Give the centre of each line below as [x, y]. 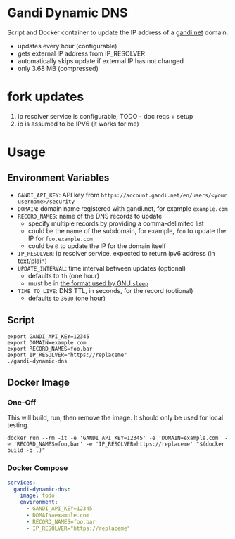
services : [22, 483]
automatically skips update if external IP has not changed [101, 60]
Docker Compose [38, 468]
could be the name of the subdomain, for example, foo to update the [127, 230]
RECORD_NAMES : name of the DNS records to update [90, 216]
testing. [18, 425]
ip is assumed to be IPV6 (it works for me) [78, 124]
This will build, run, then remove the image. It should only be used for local [115, 418]
